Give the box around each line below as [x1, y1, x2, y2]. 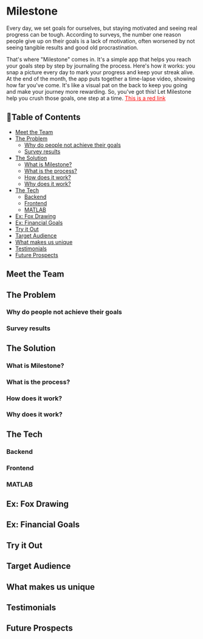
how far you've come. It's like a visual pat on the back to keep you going [6, 81, 188, 89]
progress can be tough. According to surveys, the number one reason [6, 30, 181, 38]
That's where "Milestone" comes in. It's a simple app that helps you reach [6, 55, 191, 63]
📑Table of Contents [6, 112, 81, 122]
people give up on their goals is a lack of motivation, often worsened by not [6, 37, 195, 44]
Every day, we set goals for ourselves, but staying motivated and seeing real [6, 24, 198, 32]
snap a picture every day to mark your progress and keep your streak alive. [6, 68, 194, 76]
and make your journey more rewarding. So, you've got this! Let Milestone [6, 88, 191, 95]
